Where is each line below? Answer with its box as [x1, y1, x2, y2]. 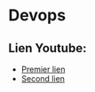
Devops [8, 5, 67, 26]
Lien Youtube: [8, 41, 87, 56]
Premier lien [20, 64, 66, 74]
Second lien [20, 73, 66, 84]
